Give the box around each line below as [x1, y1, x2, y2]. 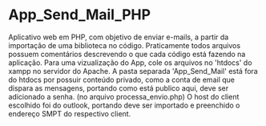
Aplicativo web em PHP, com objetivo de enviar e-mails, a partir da [8, 32, 229, 42]
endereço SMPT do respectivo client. [8, 108, 131, 118]
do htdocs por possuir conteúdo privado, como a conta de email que [8, 75, 235, 84]
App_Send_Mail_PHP [8, 6, 151, 24]
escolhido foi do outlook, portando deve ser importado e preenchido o [8, 100, 240, 110]
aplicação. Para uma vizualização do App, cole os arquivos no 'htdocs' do [8, 58, 252, 67]
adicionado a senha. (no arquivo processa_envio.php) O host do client [8, 91, 240, 101]
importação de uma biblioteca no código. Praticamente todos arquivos [8, 40, 241, 50]
